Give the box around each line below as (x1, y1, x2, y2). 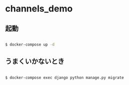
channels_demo (5, 3, 73, 14)
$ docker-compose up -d (5, 42, 55, 47)
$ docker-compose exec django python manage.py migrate (5, 75, 124, 80)
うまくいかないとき (5, 57, 64, 65)
